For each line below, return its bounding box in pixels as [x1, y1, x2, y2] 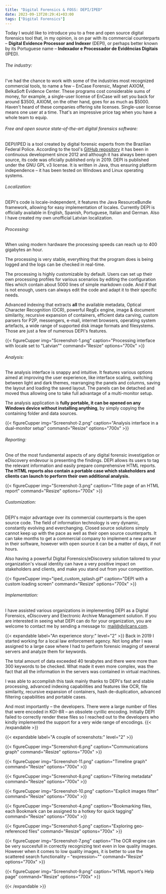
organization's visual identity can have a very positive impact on [5, 560, 136, 566]
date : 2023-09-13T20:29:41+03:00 [5, 12, 74, 17]
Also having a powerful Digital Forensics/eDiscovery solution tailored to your [5, 555, 161, 561]
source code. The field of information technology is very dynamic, [5, 519, 140, 525]
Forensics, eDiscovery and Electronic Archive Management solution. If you [5, 613, 157, 618]
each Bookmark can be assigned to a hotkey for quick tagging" [5, 809, 134, 814]
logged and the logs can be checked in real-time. [5, 261, 105, 267]
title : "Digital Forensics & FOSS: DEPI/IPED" [5, 7, 103, 12]
